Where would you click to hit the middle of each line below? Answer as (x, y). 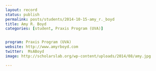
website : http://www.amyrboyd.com (42, 47)
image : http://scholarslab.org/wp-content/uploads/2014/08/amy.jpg (78, 56)
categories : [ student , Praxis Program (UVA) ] (54, 29)
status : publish (22, 15)
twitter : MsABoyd (25, 51)
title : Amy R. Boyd (26, 24)
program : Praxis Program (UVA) (38, 42)
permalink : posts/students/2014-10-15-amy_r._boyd (60, 19)
